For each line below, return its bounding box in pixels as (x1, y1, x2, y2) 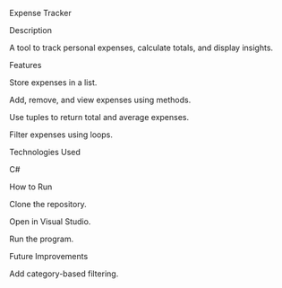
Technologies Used (9, 147, 81, 157)
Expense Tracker (9, 8, 72, 18)
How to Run (9, 181, 53, 192)
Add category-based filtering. (9, 268, 119, 279)
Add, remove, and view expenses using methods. (9, 94, 192, 105)
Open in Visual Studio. (9, 216, 91, 227)
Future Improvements (9, 251, 89, 261)
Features (9, 60, 42, 70)
